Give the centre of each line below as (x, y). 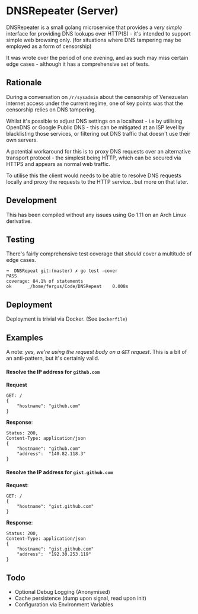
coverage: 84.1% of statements (45, 282)
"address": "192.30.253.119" (54, 554)
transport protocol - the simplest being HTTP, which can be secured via (94, 158)
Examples (25, 338)
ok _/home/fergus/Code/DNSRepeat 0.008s (67, 287)
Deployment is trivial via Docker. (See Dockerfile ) (67, 319)
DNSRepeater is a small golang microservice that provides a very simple (94, 27)
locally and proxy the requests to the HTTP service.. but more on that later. (97, 181)
